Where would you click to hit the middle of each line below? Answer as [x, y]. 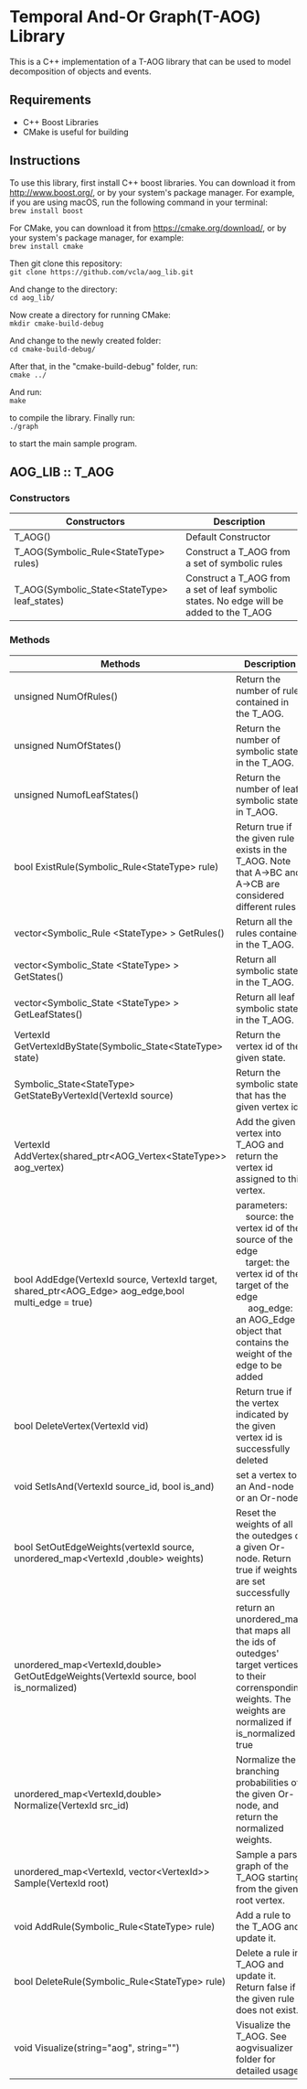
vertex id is [259, 1437]
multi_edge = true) [53, 1302]
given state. [261, 1057]
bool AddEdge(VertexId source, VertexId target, [116, 1280]
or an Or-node [267, 1497]
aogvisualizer [265, 2048]
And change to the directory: [64, 289]
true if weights [267, 1569]
